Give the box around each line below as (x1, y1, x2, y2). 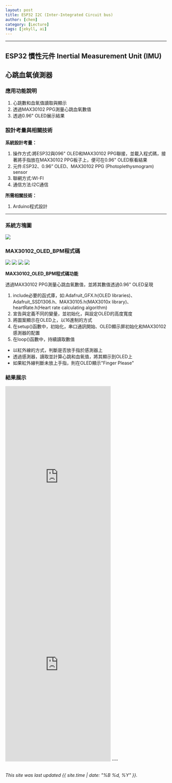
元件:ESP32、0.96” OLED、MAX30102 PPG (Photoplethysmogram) (12, 163, 155, 169)
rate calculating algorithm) (52, 304, 107, 311)
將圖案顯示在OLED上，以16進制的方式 (12, 317, 93, 323)
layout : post (5, 7, 33, 13)
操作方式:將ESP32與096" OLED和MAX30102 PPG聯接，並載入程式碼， (12, 150, 162, 156)
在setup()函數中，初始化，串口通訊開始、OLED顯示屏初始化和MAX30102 (12, 323, 166, 329)
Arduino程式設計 (12, 203, 48, 209)
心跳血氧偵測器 (5, 70, 53, 79)
